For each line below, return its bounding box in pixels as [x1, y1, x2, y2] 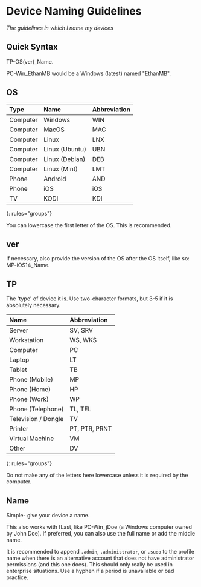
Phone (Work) [9, 395, 49, 403]
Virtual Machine [9, 434, 54, 443]
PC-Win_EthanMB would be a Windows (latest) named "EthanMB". [6, 70, 171, 77]
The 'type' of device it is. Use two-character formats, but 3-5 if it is [6, 295, 173, 302]
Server [9, 326, 28, 334]
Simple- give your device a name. [6, 512, 90, 519]
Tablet [9, 365, 27, 374]
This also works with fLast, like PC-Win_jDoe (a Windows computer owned [6, 523, 192, 531]
